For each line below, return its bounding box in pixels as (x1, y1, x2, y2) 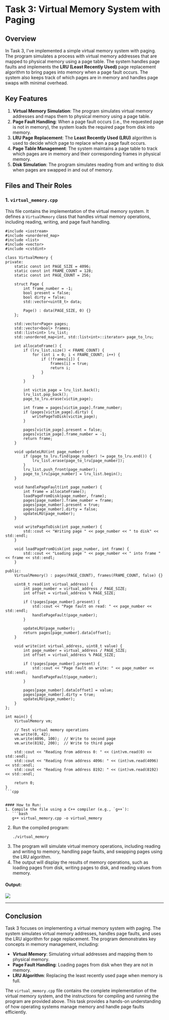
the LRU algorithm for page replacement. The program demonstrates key (5, 936, 156, 942)
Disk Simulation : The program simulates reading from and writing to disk (12, 161, 164, 167)
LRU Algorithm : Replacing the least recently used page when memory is (12, 973, 163, 979)
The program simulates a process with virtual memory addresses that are (5, 53, 157, 59)
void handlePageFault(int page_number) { (14, 484, 102, 490)
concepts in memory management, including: (5, 941, 99, 947)
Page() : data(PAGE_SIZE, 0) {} (23, 308, 92, 313)
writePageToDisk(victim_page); (32, 414, 98, 419)
